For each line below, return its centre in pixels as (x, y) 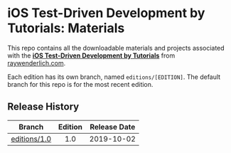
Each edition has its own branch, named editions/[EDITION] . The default (114, 77)
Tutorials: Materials (66, 28)
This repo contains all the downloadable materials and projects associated (116, 48)
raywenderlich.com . (37, 63)
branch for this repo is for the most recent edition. (80, 84)
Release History (43, 107)
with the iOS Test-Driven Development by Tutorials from (91, 56)
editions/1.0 (31, 139)
